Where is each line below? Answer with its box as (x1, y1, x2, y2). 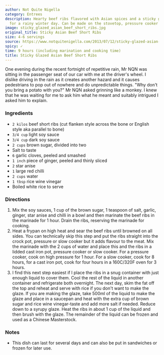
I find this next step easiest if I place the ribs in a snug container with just (12, 270, 159, 275)
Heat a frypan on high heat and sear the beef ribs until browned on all (12, 228, 153, 234)
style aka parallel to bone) (12, 126, 64, 132)
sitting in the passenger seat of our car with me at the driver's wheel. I (5, 72, 146, 78)
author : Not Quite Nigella (5, 7, 60, 12)
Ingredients (5, 110, 33, 117)
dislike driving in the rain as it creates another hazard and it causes (5, 77, 140, 82)
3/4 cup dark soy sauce (12, 137, 60, 142)
